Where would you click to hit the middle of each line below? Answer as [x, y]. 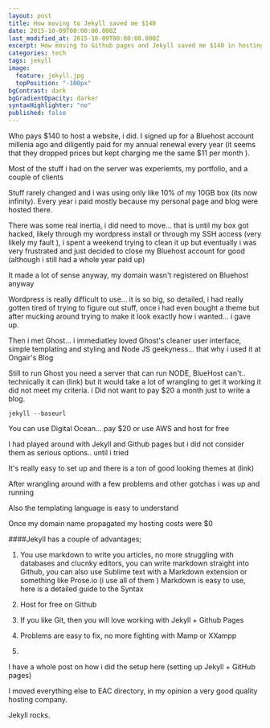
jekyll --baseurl [37, 413]
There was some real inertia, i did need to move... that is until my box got [129, 225]
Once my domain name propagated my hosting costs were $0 [110, 523]
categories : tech [37, 53]
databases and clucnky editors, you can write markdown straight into [134, 563]
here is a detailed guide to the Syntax [82, 589]
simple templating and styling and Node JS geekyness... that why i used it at [135, 349]
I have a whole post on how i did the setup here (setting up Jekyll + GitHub [132, 667]
